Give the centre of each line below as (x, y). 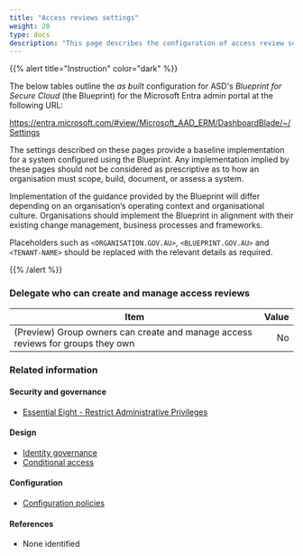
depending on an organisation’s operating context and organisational (137, 206)
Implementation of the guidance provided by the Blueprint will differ (135, 196)
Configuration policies (64, 504)
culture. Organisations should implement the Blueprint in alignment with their (151, 216)
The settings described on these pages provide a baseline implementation (147, 150)
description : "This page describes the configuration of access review (147, 43)
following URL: (37, 106)
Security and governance (58, 392)
